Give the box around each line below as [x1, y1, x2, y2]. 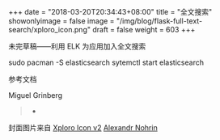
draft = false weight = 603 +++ [92, 25, 196, 34]
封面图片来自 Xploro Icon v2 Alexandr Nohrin [8, 123, 158, 132]
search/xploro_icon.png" [8, 25, 91, 34]
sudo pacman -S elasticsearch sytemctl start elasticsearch [8, 57, 205, 67]
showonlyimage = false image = [8, 16, 115, 26]
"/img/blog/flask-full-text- [116, 16, 203, 26]
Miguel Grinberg [8, 91, 63, 100]
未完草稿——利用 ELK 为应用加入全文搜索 [8, 41, 146, 51]
